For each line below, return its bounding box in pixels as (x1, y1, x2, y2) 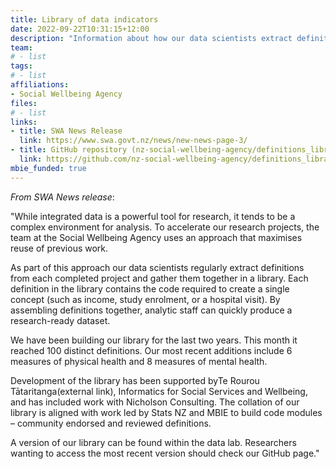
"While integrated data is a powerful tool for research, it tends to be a (10, 210, 296, 222)
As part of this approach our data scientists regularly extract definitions (10, 261, 305, 273)
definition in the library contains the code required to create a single (10, 282, 290, 295)
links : (10, 117, 38, 127)
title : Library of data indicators (10, 14, 159, 25)
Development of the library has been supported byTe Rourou (10, 374, 260, 386)
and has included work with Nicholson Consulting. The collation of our (10, 396, 300, 408)
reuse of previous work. (10, 242, 109, 254)
